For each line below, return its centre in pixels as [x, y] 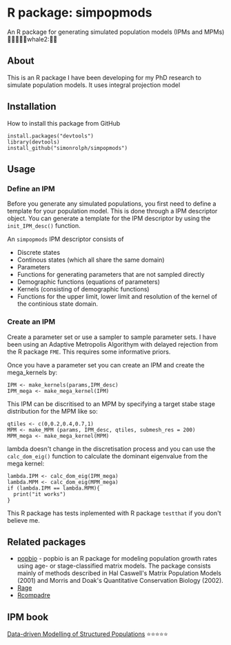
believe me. [23, 520]
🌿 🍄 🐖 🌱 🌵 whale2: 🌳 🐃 [32, 39]
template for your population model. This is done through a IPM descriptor [112, 211]
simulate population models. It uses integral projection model [94, 85]
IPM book [28, 617]
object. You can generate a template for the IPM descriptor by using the [109, 218]
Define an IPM [31, 189]
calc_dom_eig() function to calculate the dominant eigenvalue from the [108, 456]
